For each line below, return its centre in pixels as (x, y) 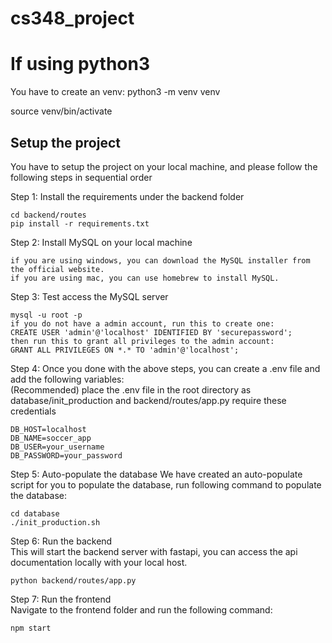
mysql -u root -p (46, 315)
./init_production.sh (55, 522)
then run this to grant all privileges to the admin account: (142, 341)
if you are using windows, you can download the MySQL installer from (160, 260)
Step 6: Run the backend (61, 541)
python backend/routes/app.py (73, 580)
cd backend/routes (48, 215)
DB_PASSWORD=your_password (66, 455)
